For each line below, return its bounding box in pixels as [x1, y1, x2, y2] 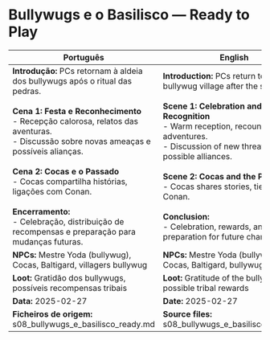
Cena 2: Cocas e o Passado [12, 166, 120, 177]
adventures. [162, 130, 208, 141]
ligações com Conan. [12, 186, 92, 197]
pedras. [12, 85, 42, 96]
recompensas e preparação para [12, 226, 137, 237]
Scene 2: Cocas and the [162, 170, 256, 182]
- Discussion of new [162, 141, 240, 152]
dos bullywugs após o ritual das [12, 75, 133, 86]
